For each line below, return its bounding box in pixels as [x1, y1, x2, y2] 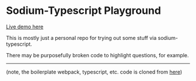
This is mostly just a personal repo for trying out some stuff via [6, 34, 157, 41]
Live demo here [6, 23, 44, 30]
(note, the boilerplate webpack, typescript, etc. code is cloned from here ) [6, 68, 183, 75]
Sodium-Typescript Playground [6, 4, 162, 17]
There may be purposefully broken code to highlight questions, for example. [6, 51, 189, 58]
